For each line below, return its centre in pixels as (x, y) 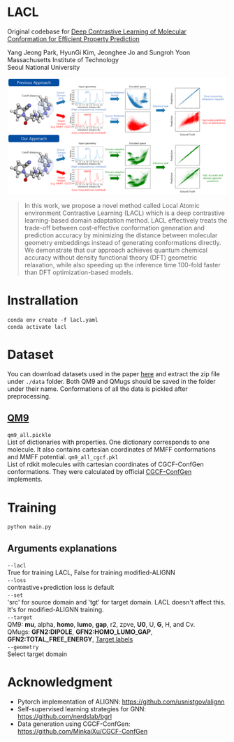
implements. (25, 480)
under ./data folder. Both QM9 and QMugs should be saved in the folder (111, 381)
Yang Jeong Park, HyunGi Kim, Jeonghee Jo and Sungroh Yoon (99, 52)
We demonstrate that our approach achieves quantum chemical (116, 250)
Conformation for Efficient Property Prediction (73, 38)
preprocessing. (29, 396)
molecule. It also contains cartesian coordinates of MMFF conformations (112, 450)
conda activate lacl (37, 327)
